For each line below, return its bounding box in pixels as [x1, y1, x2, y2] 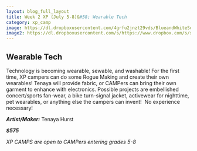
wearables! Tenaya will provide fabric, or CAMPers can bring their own [6, 79, 177, 86]
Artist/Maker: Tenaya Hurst [6, 115, 74, 122]
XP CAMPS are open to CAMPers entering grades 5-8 [6, 138, 137, 145]
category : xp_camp [6, 19, 51, 25]
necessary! [6, 104, 33, 111]
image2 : [6, 30, 25, 36]
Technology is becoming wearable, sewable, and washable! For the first [6, 67, 180, 74]
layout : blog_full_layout [6, 8, 69, 15]
